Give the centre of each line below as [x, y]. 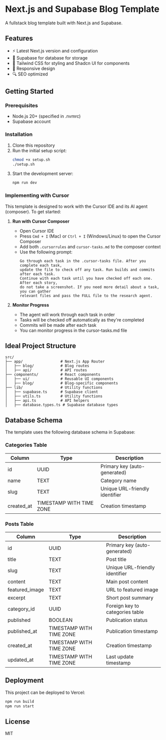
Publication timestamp [132, 631]
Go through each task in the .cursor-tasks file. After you [83, 261]
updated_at [21, 660]
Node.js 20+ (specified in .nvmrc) [46, 116]
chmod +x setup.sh [31, 160]
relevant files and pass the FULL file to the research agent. [86, 296]
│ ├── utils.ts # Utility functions [54, 396]
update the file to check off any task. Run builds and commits [87, 270]
